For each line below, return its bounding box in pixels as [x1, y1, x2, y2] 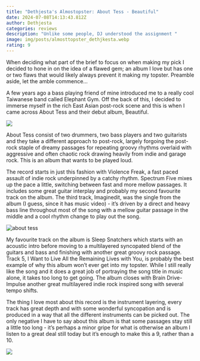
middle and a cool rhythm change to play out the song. [6, 213, 141, 220]
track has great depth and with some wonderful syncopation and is [6, 305, 171, 312]
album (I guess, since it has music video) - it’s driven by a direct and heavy [6, 200, 190, 207]
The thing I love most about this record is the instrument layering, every [6, 298, 182, 305]
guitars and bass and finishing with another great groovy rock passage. [6, 248, 182, 256]
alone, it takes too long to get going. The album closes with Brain [6, 274, 166, 281]
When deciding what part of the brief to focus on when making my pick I [6, 58, 184, 66]
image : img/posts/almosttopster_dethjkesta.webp [6, 37, 130, 43]
